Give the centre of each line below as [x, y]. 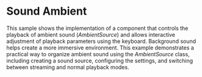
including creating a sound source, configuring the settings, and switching [100, 61]
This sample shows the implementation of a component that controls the [97, 28]
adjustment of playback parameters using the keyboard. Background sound [101, 41]
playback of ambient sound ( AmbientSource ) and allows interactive [91, 34]
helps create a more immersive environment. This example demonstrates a [100, 48]
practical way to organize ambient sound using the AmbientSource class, [98, 54]
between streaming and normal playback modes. [68, 67]
